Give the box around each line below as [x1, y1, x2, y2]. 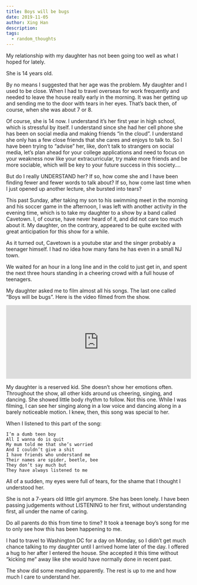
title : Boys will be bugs [6, 8, 69, 15]
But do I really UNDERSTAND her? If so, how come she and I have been [6, 173, 178, 180]
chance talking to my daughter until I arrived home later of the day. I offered [6, 543, 189, 550]
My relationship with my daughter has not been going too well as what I [6, 52, 179, 59]
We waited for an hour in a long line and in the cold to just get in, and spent [6, 263, 188, 270]
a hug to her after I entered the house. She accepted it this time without [6, 550, 179, 556]
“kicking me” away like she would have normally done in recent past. [6, 556, 172, 563]
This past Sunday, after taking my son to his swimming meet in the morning [6, 197, 188, 204]
